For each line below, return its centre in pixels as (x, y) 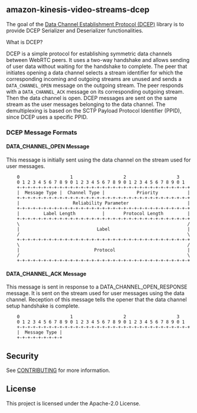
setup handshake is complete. (43, 306)
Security (22, 356)
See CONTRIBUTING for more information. (58, 370)
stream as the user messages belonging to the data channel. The (86, 104)
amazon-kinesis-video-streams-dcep (78, 10)
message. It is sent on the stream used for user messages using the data (95, 293)
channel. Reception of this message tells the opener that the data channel (97, 300)
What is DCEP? (25, 42)
